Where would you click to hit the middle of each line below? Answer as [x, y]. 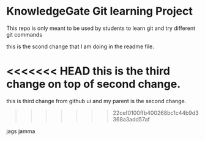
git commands [24, 34]
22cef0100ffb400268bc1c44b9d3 [156, 113]
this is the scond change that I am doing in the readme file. [80, 46]
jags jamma [21, 131]
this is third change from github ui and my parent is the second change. [96, 101]
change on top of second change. [94, 84]
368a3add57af [131, 119]
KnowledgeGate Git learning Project [99, 11]
